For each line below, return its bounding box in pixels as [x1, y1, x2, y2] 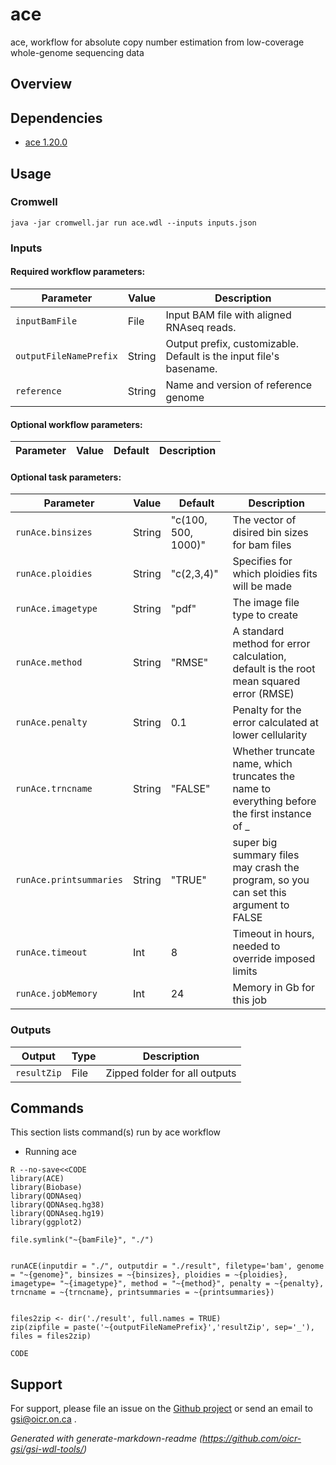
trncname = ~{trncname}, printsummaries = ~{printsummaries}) [10, 1288, 275, 1298]
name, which [232, 757, 293, 771]
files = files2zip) [10, 1331, 92, 1342]
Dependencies [10, 109, 103, 127]
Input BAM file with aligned [165, 308, 292, 322]
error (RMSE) [232, 687, 295, 701]
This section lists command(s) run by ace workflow [10, 1126, 222, 1138]
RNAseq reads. [165, 320, 237, 334]
